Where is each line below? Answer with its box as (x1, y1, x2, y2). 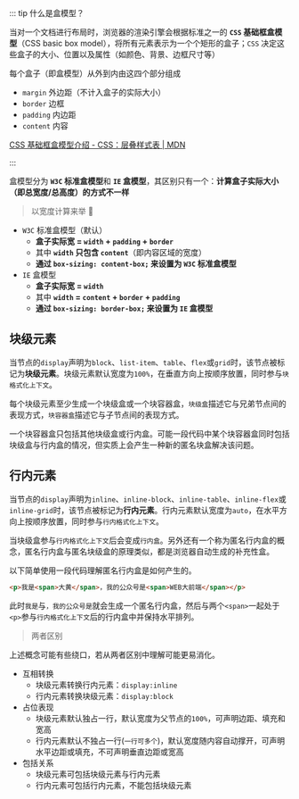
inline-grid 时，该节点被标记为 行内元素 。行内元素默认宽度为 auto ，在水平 (9, 504, 280, 515)
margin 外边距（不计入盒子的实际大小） (21, 87, 166, 97)
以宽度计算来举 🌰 (30, 206, 93, 216)
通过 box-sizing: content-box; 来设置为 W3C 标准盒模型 (35, 258, 238, 269)
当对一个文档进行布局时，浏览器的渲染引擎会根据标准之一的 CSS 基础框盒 (9, 27, 275, 37)
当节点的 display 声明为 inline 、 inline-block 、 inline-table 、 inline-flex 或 (9, 494, 287, 504)
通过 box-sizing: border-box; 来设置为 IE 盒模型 (35, 303, 214, 313)
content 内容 (21, 121, 69, 131)
